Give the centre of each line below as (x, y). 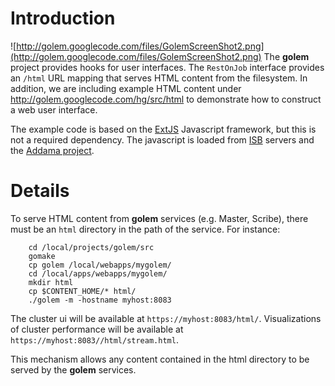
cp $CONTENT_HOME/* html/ (82, 291)
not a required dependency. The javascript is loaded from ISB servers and (162, 139)
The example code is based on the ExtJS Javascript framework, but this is (163, 129)
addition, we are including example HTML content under (126, 88)
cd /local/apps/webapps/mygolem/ (98, 273)
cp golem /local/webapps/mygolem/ (100, 265)
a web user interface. (54, 109)
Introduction (63, 18)
